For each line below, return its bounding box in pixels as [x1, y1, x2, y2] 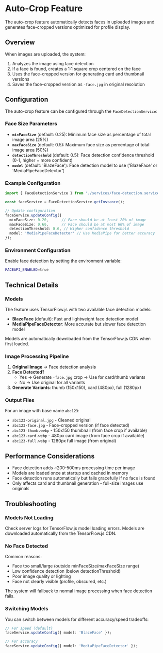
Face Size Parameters [5, 120, 57, 127]
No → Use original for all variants [19, 380, 85, 386]
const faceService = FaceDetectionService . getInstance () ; [5, 200, 125, 205]
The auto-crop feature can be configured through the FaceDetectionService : [5, 108, 158, 114]
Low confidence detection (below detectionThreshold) [12, 568, 121, 574]
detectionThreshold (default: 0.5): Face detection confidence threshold [12, 152, 154, 158]
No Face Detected [5, 543, 49, 549]
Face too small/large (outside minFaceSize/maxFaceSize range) [12, 563, 140, 569]
